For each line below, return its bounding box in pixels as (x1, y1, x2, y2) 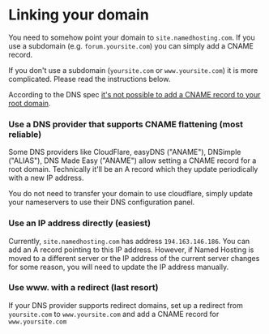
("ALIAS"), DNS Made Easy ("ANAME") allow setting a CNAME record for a (8, 156, 257, 165)
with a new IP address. (8, 173, 84, 183)
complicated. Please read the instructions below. (8, 74, 171, 83)
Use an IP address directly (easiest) (8, 217, 152, 229)
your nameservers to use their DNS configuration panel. (8, 197, 195, 208)
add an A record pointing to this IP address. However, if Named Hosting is (8, 245, 254, 255)
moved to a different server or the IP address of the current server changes (8, 253, 260, 263)
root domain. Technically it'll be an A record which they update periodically (8, 165, 258, 174)
